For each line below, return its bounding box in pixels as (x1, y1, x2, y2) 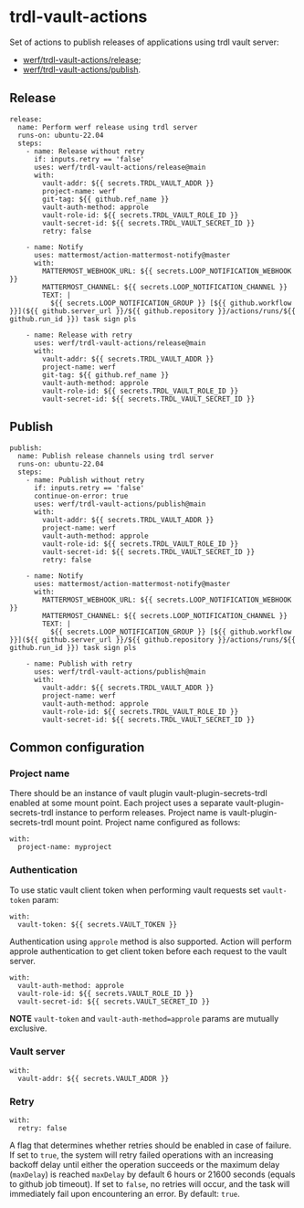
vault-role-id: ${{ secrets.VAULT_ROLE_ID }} (17, 989, 194, 998)
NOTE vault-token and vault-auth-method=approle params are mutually (9, 1013, 279, 1024)
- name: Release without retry (26, 146, 145, 156)
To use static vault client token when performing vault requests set (9, 884, 261, 896)
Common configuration (9, 740, 145, 755)
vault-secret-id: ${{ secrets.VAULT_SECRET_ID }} (17, 997, 210, 1006)
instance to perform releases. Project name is (55, 807, 226, 818)
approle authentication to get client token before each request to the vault (9, 945, 288, 956)
